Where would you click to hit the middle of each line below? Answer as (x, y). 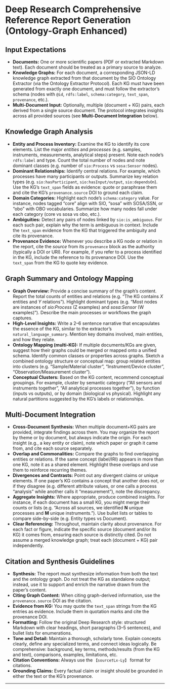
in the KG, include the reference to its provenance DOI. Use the (78, 257)
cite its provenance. (33, 236)
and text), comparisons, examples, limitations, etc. (65, 655)
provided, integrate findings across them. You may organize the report (86, 432)
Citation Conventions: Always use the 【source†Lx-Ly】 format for (81, 660)
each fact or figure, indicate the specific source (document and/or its (84, 530)
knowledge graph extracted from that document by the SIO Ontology (84, 78)
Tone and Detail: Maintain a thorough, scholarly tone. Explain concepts (87, 639)
